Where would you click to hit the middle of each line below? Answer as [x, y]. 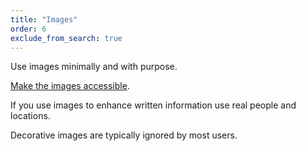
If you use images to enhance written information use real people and [153, 105]
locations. [30, 116]
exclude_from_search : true [66, 38]
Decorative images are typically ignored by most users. [124, 135]
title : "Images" [44, 19]
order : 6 [28, 29]
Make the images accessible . [70, 86]
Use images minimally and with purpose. [94, 67]
